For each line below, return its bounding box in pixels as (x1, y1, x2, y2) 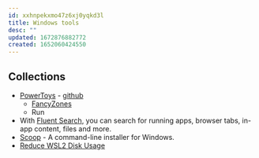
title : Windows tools (8, 19, 80, 27)
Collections (8, 70, 66, 83)
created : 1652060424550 (8, 41, 87, 49)
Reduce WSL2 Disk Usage (19, 141, 105, 150)
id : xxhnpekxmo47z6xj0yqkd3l (8, 11, 104, 20)
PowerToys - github (19, 90, 84, 100)
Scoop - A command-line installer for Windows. (19, 132, 175, 141)
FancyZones (31, 99, 73, 108)
